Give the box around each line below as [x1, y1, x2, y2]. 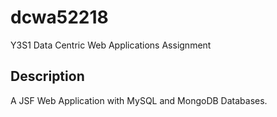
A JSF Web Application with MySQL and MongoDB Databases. [10, 94, 268, 106]
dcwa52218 [10, 6, 109, 29]
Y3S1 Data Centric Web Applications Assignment [10, 39, 212, 51]
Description [10, 68, 85, 85]
